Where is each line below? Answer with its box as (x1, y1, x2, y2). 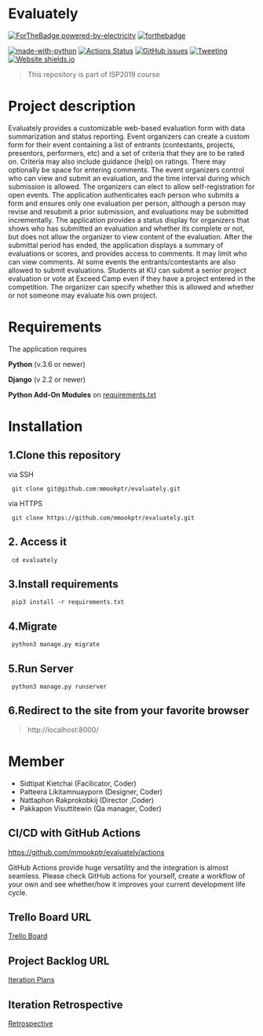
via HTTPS (8, 498, 43, 508)
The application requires (8, 344, 87, 353)
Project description (8, 98, 136, 115)
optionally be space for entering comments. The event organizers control (8, 165, 245, 174)
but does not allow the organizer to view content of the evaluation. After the (8, 231, 253, 241)
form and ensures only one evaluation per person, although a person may (8, 198, 246, 208)
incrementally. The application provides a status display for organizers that (8, 215, 250, 224)
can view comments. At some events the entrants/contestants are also (8, 257, 236, 266)
